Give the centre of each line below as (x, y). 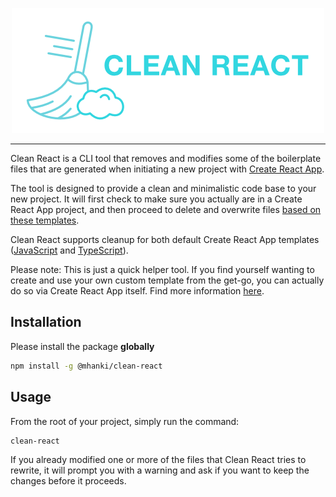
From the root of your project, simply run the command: (125, 421)
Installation (46, 322)
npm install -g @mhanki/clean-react (86, 366)
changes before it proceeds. (68, 481)
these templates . (45, 220)
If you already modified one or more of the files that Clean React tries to (158, 460)
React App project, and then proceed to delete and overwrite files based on (166, 209)
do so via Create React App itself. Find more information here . (137, 291)
